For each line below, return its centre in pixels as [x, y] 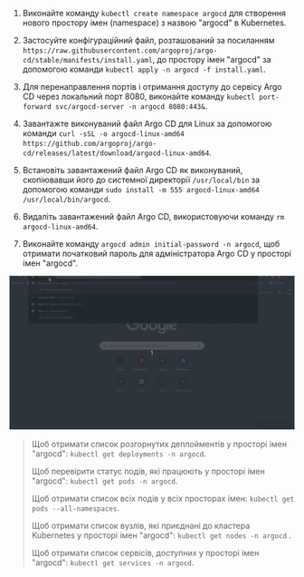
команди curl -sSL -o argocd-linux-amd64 [104, 133]
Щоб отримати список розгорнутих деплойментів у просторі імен [159, 445]
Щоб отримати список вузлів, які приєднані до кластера [141, 526]
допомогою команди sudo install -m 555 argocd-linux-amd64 [141, 189]
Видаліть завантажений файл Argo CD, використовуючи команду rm [153, 216]
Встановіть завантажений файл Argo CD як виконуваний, [133, 170]
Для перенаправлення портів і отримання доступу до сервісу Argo [152, 87]
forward [37, 107]
